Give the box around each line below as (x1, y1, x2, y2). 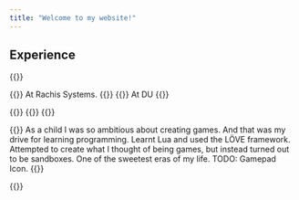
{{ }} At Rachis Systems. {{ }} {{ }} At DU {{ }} (9, 89, 170, 100)
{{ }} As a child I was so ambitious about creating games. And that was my (9, 124, 286, 135)
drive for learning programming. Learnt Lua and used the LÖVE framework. (9, 134, 291, 145)
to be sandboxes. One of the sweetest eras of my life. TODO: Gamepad (9, 153, 276, 164)
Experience (9, 47, 76, 63)
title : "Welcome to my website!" (9, 13, 137, 23)
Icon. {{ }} (9, 163, 45, 174)
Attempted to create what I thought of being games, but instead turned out (9, 143, 290, 155)
